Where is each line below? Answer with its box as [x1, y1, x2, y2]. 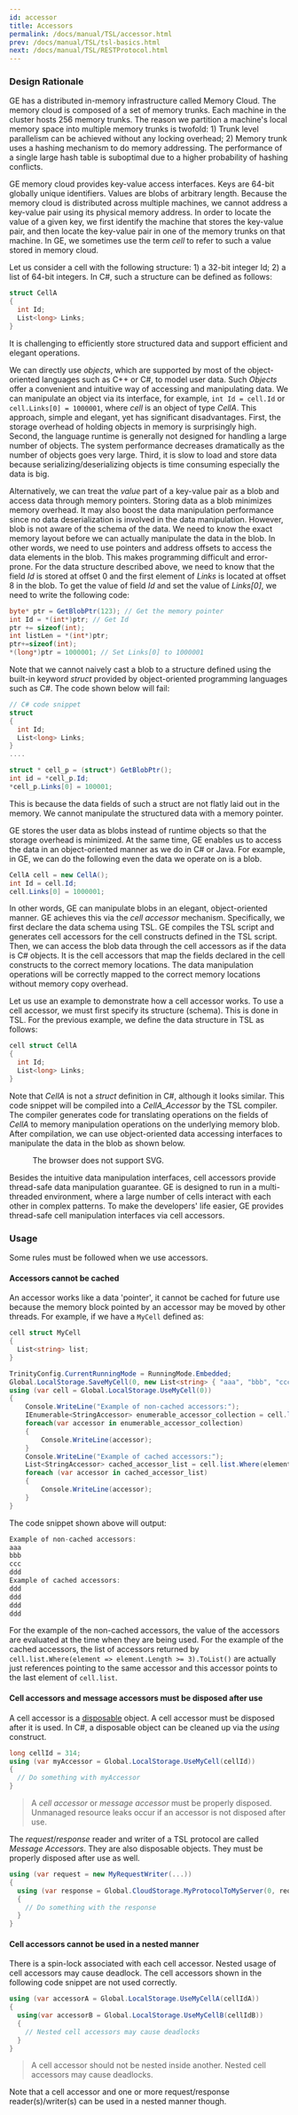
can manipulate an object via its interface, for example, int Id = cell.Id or [9, 393, 286, 403]
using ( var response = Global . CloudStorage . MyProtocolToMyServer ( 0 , [17, 1886, 276, 1896]
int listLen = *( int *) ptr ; [9, 632, 109, 641]
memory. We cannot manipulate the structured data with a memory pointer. [9, 808, 284, 818]
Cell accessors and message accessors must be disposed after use [9, 1693, 263, 1704]
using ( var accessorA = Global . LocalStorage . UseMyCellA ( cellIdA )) [9, 1994, 260, 2004]
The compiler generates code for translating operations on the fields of [9, 1109, 269, 1120]
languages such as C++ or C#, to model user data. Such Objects [41, 374, 278, 385]
